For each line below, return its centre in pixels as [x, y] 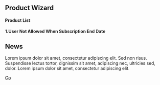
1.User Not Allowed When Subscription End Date [55, 31]
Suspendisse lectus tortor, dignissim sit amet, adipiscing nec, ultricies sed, [80, 63]
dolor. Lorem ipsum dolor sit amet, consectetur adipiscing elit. [67, 68]
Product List [18, 20]
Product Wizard [29, 8]
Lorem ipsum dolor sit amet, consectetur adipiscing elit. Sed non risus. [76, 58]
